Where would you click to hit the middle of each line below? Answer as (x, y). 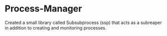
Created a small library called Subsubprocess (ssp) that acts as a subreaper (83, 22)
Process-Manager (44, 9)
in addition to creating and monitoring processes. (56, 27)
